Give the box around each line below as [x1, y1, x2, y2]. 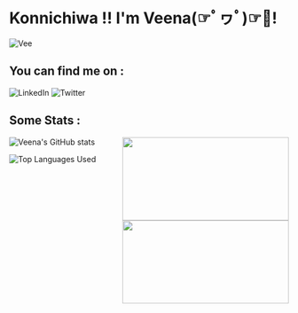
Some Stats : [9, 113, 82, 129]
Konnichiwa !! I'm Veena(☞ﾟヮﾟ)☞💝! [9, 8, 278, 28]
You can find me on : [9, 64, 124, 79]
